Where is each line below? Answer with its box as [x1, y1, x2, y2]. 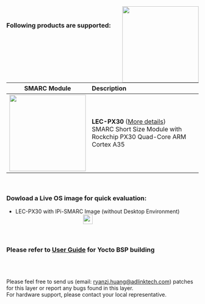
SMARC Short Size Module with [92, 125, 182, 133]
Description [92, 84, 127, 92]
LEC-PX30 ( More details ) [92, 117, 166, 126]
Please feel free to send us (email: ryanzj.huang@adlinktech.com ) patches [6, 278, 193, 285]
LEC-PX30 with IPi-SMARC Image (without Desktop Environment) [15, 208, 180, 215]
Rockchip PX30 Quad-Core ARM [92, 132, 187, 141]
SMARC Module [24, 84, 71, 92]
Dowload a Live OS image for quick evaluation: [6, 194, 147, 202]
